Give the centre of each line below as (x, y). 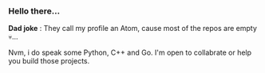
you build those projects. (49, 61)
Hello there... (34, 11)
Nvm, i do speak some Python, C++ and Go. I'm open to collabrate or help (130, 52)
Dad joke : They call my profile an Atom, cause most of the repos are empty (133, 29)
